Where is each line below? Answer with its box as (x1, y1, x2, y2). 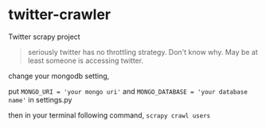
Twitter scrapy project (8, 32, 81, 41)
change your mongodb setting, (8, 71, 110, 80)
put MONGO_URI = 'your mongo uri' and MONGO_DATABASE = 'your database (8, 86, 248, 96)
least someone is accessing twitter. (27, 56, 144, 65)
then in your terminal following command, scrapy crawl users (8, 110, 211, 120)
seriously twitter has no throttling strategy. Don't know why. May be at (27, 47, 259, 56)
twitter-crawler (8, 6, 111, 24)
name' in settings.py (8, 95, 72, 104)
